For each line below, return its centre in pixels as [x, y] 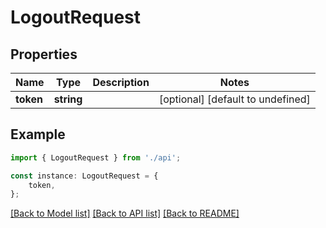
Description [121, 82]
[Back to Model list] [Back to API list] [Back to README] [125, 213]
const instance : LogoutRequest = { [84, 176]
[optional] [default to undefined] [234, 99]
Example [38, 134]
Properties [44, 54]
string [68, 99]
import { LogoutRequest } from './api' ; [96, 157]
